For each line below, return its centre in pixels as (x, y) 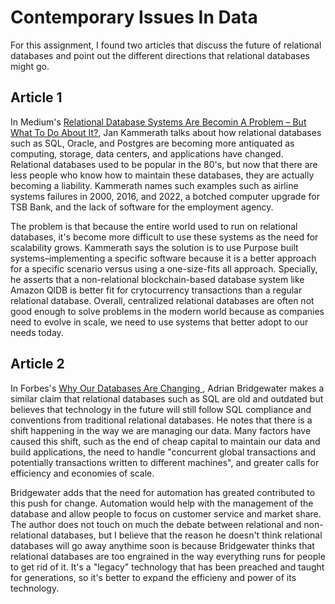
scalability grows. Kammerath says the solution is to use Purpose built (154, 247)
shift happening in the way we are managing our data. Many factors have (161, 430)
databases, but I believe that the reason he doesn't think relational (186, 535)
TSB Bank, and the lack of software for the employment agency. (142, 207)
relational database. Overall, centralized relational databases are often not (162, 300)
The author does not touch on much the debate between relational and (156, 524)
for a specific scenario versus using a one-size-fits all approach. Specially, (164, 268)
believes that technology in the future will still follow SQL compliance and (161, 409)
